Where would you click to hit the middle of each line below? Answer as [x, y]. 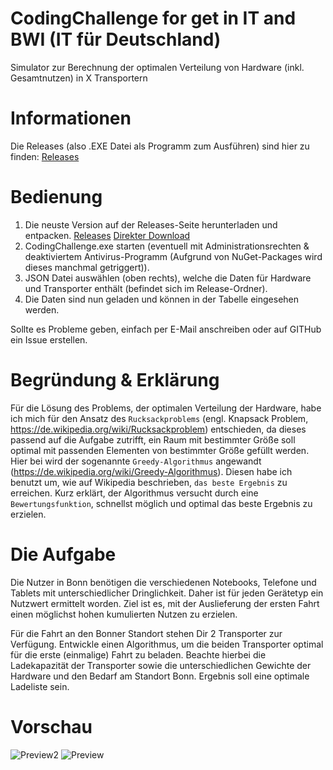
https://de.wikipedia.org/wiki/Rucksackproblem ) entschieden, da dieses [158, 429]
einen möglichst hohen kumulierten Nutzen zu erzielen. [124, 614]
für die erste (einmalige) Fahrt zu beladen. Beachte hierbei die [138, 654]
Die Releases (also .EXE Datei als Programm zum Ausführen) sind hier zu [160, 146]
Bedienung [56, 197]
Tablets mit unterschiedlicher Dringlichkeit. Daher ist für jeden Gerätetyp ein [167, 593]
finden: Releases [45, 156]
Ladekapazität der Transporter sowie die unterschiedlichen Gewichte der [161, 665]
